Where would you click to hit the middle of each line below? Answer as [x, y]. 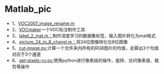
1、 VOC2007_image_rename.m [43, 23]
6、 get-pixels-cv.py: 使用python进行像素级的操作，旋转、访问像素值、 [83, 60]
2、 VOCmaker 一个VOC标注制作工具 [48, 29]
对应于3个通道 [26, 54]
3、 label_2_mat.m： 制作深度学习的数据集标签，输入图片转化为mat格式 [84, 36]
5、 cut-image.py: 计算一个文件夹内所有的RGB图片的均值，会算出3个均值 [85, 48]
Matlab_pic [28, 9]
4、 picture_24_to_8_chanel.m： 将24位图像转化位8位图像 [70, 42]
